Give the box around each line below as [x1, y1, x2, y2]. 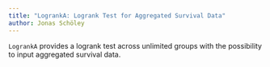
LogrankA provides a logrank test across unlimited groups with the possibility [8, 41, 263, 50]
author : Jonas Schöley [8, 19, 85, 27]
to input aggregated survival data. [8, 49, 121, 59]
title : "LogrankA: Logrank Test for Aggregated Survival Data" [8, 11, 226, 20]
